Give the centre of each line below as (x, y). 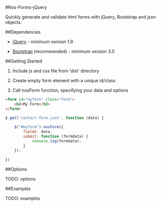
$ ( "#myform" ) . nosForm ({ (39, 127)
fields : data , (38, 132)
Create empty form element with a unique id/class (64, 80)
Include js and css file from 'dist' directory (56, 71)
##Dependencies (23, 32)
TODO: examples (23, 198)
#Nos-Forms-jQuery (26, 7)
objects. (13, 22)
